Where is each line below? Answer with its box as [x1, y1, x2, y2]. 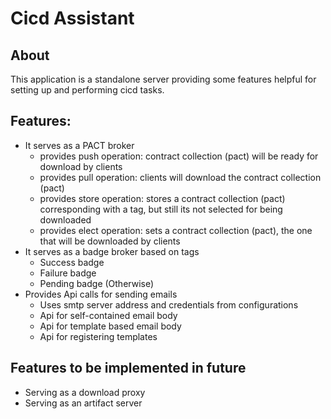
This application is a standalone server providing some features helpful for [10, 73, 317, 85]
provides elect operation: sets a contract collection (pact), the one [39, 224, 313, 236]
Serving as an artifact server [24, 397, 143, 409]
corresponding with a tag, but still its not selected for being [39, 203, 283, 215]
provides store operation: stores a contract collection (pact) [39, 192, 286, 204]
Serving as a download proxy [24, 386, 146, 398]
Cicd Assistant [10, 7, 135, 30]
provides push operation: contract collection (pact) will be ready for [39, 150, 319, 162]
